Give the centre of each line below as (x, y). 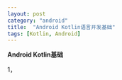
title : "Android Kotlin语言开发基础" (61, 27)
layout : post (27, 14)
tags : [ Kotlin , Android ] (44, 34)
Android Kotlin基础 (35, 55)
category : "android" (38, 21)
